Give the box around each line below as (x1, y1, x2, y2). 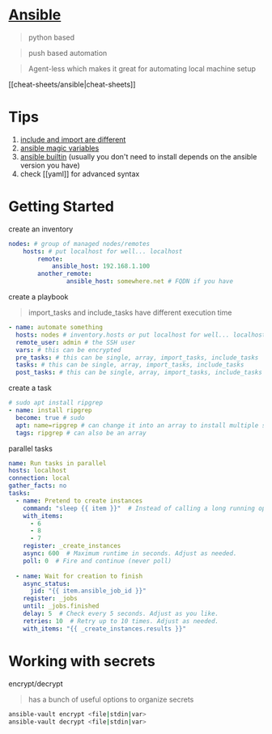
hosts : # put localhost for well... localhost (23, 247, 183, 256)
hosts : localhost (8, 467, 67, 475)
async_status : (23, 579, 70, 588)
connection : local (8, 474, 70, 482)
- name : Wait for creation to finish (15, 572, 143, 580)
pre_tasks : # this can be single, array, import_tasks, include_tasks (15, 354, 259, 362)
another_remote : (37, 269, 92, 278)
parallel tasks (8, 443, 53, 453)
